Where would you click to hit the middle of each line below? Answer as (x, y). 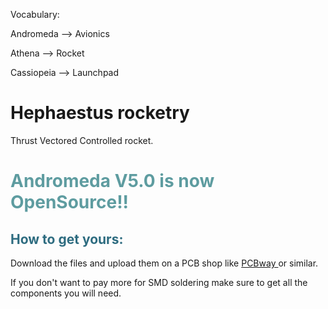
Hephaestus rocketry (100, 113)
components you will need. (66, 293)
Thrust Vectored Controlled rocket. (82, 140)
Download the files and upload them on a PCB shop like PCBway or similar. (164, 263)
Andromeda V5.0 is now (112, 181)
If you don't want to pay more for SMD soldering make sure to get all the (159, 282)
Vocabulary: (35, 14)
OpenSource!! (70, 202)
